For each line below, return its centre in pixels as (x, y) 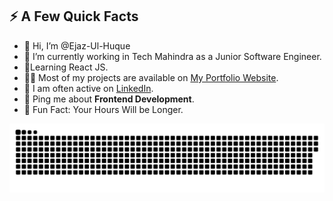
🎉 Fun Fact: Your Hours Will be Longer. (103, 109)
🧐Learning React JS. (66, 67)
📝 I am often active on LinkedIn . (88, 88)
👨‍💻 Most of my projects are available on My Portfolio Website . (151, 77)
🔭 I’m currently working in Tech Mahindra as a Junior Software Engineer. (172, 56)
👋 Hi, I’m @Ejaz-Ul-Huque (77, 45)
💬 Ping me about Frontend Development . (109, 99)
